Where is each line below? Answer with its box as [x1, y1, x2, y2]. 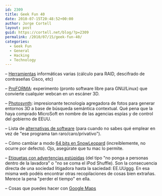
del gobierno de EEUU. [5, 116, 52, 122]
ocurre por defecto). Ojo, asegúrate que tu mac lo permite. [5, 145, 124, 151]
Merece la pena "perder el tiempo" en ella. [5, 176, 91, 182]
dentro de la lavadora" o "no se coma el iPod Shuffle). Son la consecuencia [5, 160, 157, 166]
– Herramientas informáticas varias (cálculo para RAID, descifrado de [5, 71, 145, 77]
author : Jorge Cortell [5, 21, 52, 26]
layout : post [5, 26, 32, 30]
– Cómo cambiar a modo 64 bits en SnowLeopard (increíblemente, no [5, 140, 146, 146]
